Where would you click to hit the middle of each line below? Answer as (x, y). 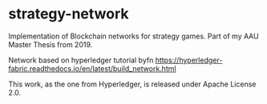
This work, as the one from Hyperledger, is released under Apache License (132, 84)
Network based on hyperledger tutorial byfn (81, 60)
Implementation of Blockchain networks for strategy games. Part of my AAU (133, 36)
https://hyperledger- (189, 60)
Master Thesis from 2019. (51, 44)
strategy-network (69, 14)
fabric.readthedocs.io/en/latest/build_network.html (92, 68)
